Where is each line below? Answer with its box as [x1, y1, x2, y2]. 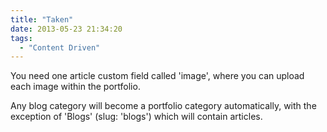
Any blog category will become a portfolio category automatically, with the [10, 100, 317, 112]
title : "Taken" [10, 14, 74, 25]
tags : [10, 33, 33, 43]
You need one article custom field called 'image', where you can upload [10, 70, 305, 82]
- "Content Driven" [19, 42, 101, 53]
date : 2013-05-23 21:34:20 [10, 24, 123, 34]
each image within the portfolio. [10, 81, 141, 93]
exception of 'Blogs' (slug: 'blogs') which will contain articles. [10, 111, 263, 123]
